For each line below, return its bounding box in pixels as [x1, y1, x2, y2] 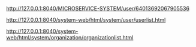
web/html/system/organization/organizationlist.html [6, 34, 134, 41]
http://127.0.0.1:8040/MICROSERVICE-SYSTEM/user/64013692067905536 [6, 5, 190, 12]
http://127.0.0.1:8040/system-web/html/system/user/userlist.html [6, 16, 166, 23]
